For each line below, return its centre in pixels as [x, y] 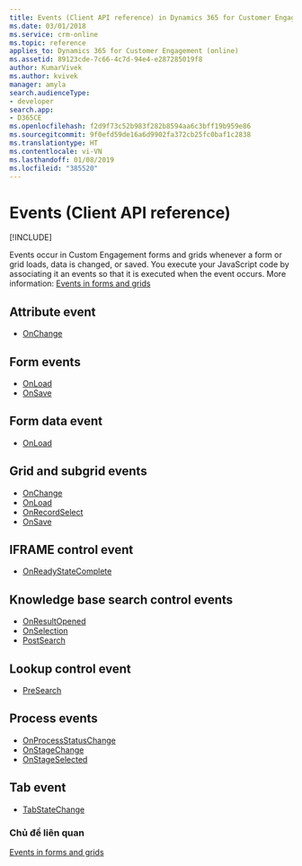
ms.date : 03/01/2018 [48, 26]
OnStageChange [53, 750]
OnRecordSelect [53, 512]
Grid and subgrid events [78, 472]
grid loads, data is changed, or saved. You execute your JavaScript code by [149, 264]
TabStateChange [53, 809]
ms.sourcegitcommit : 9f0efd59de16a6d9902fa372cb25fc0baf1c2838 [130, 135]
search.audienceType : [50, 93]
